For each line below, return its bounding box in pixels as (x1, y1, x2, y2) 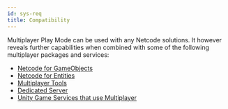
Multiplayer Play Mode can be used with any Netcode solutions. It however (7, 35, 222, 44)
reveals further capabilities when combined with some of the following (7, 43, 210, 51)
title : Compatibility (7, 17, 70, 24)
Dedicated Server (17, 86, 68, 94)
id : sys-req (7, 10, 42, 17)
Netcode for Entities (17, 71, 75, 80)
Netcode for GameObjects (17, 64, 93, 72)
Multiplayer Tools (17, 78, 68, 87)
